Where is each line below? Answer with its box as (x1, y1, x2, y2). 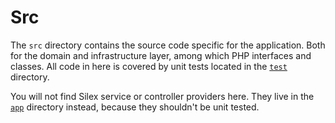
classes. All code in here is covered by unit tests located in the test (10, 60, 288, 72)
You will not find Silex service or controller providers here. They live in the (10, 90, 315, 102)
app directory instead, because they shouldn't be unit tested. (10, 101, 260, 113)
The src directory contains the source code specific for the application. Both (10, 39, 326, 51)
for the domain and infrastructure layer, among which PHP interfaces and (10, 49, 312, 61)
